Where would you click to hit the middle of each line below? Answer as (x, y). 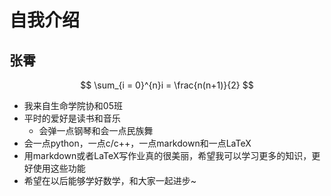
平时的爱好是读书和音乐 (72, 118)
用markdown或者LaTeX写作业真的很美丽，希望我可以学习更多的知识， (167, 155)
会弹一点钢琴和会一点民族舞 (96, 130)
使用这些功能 (59, 168)
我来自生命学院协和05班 (73, 105)
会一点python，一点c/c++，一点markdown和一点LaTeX (137, 143)
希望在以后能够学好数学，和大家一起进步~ (110, 180)
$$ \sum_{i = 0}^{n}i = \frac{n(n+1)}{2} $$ (167, 85)
